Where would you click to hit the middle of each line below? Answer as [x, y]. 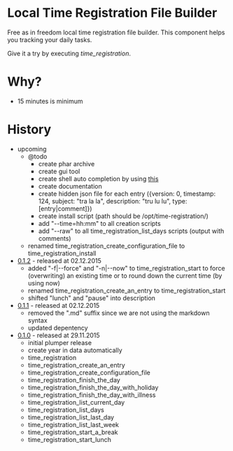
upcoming [32, 149]
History [29, 129]
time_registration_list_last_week [73, 424]
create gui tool [59, 171]
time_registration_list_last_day [71, 417]
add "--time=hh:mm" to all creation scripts [99, 223]
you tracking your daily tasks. [50, 39]
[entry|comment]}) [65, 208]
